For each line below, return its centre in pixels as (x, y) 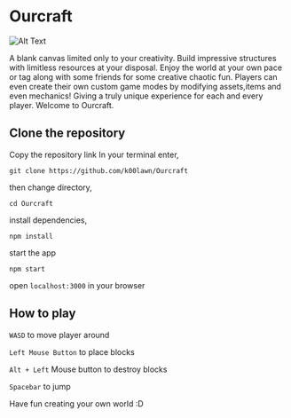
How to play (43, 314)
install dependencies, (48, 220)
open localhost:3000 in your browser (77, 285)
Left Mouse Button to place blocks (72, 351)
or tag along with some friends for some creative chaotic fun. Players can (143, 76)
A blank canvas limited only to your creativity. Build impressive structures (143, 58)
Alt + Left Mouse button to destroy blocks (88, 369)
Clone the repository (67, 134)
